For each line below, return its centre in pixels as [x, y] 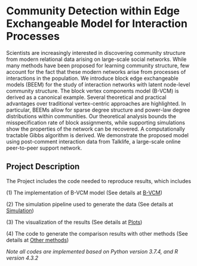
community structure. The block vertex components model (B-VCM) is [93, 91]
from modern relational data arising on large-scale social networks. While [96, 59]
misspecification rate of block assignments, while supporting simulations [96, 122]
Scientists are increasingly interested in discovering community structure [96, 52]
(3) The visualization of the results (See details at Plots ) [74, 222]
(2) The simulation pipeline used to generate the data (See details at [90, 204]
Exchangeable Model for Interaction [97, 24]
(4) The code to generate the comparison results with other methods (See [97, 233]
